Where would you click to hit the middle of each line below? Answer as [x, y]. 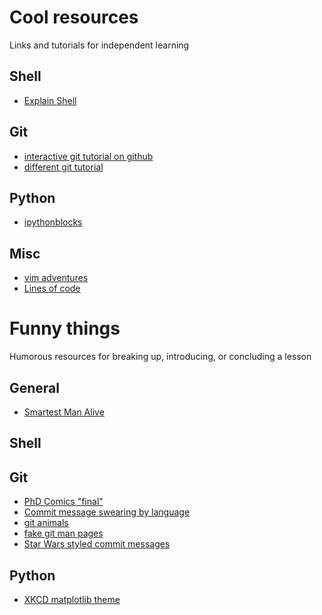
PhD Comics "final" [63, 502]
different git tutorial [63, 167]
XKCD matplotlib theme [72, 599]
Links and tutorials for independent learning [99, 45]
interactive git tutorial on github [88, 156]
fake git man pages [63, 533]
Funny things [65, 328]
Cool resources [74, 17]
